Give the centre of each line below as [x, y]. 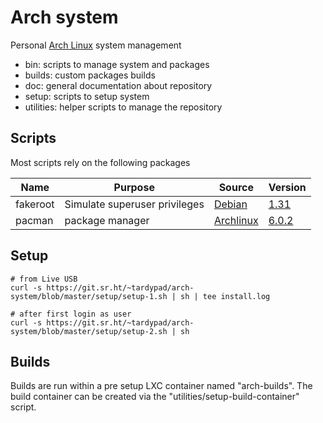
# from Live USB [44, 279]
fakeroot [35, 204]
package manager [107, 220]
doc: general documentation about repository [118, 85]
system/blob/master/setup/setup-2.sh [89, 331]
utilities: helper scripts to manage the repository [123, 107]
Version [287, 187]
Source [236, 187]
